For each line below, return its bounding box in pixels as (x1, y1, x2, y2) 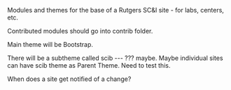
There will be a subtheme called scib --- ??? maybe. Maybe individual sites (7, 54, 223, 62)
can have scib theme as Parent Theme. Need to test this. (7, 61, 171, 69)
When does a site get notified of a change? (7, 75, 132, 83)
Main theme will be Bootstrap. (7, 40, 93, 48)
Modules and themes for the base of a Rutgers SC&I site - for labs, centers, (7, 6, 224, 14)
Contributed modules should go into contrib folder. (7, 27, 153, 35)
